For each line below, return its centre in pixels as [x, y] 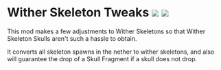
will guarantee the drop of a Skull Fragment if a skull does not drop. [102, 58]
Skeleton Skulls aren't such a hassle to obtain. [72, 38]
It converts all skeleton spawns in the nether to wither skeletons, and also [111, 52]
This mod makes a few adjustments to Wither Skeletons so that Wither [106, 31]
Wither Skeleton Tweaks [78, 13]
